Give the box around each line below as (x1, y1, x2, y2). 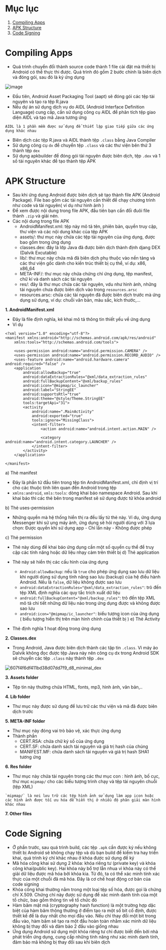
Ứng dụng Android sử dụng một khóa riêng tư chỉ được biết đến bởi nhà (12, 928, 159, 934)
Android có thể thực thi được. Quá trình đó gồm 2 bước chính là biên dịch (12, 69, 162, 75)
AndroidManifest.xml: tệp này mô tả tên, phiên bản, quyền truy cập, (19, 223, 158, 229)
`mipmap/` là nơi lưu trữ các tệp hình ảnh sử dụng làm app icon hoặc (5, 793, 154, 798)
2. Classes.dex (5, 635, 37, 641)
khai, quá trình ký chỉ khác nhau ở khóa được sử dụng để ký (12, 855, 135, 861)
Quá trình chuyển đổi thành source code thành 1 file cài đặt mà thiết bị (12, 63, 156, 69)
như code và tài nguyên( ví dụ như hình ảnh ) (12, 202, 104, 208)
